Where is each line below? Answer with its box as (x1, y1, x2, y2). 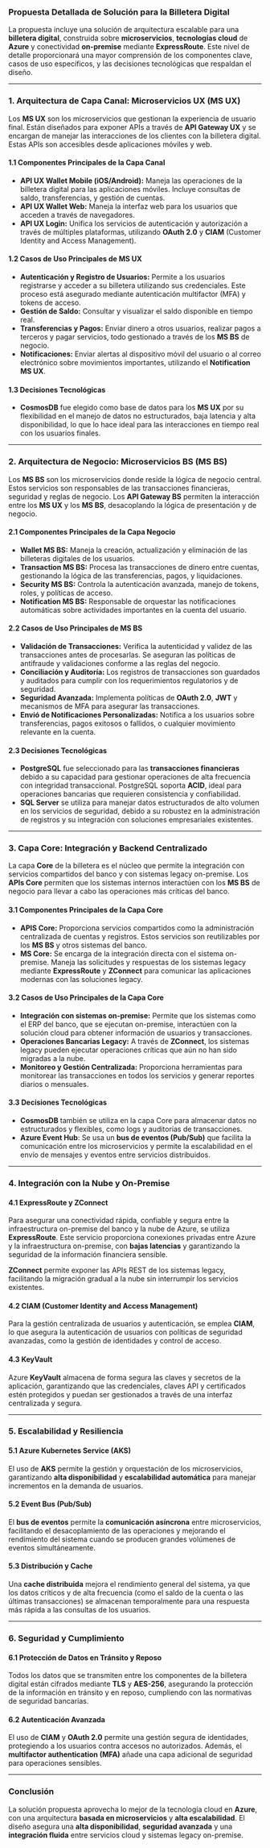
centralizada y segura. (8, 1398, 83, 1408)
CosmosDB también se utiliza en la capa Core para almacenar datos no (19, 1116, 257, 1126)
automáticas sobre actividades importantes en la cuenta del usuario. (19, 605, 247, 614)
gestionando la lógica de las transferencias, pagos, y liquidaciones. (19, 571, 243, 581)
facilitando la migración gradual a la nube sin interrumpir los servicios (8, 1274, 239, 1284)
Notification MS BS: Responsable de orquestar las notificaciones (19, 596, 236, 606)
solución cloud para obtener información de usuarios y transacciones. (19, 1027, 252, 1038)
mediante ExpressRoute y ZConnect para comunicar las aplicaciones (19, 966, 252, 976)
